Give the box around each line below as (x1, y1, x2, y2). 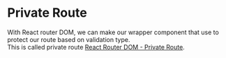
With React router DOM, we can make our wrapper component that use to (7, 28, 220, 36)
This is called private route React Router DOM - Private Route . (7, 43, 185, 51)
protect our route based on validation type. (7, 35, 130, 43)
